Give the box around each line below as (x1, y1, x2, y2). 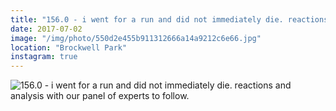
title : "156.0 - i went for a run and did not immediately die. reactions (10, 14, 329, 25)
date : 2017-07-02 (10, 24, 83, 34)
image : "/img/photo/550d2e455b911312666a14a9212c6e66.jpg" (10, 33, 262, 43)
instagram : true (10, 52, 78, 62)
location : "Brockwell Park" (10, 42, 128, 53)
